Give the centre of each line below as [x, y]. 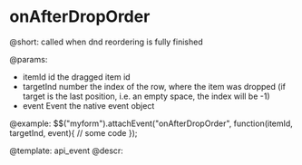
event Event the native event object [88, 105]
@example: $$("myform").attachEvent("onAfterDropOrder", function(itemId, [151, 123]
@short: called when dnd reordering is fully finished [106, 42]
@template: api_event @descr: [67, 150]
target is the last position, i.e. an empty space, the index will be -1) [146, 96]
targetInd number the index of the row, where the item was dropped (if [154, 86]
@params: [29, 59]
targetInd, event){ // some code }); [73, 132]
